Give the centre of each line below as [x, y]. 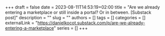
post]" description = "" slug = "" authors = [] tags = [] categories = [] [75, 18]
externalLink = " [22, 23]
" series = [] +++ [71, 28]
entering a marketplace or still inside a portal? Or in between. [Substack [78, 12]
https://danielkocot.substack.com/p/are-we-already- [91, 23]
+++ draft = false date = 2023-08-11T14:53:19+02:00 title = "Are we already [82, 7]
